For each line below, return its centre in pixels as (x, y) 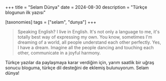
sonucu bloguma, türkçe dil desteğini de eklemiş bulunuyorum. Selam (77, 68)
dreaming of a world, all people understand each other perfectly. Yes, (89, 42)
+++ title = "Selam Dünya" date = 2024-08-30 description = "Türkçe (76, 7)
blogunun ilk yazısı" (26, 12)
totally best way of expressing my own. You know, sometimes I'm (85, 37)
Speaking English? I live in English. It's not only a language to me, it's (89, 32)
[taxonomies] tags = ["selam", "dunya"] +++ (51, 22)
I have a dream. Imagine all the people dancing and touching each (86, 47)
